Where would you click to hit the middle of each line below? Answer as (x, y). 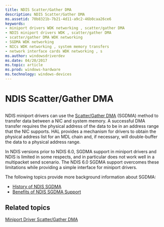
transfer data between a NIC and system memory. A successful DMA (75, 121)
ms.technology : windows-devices (38, 74)
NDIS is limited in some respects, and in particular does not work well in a (80, 157)
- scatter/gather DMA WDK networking (44, 38)
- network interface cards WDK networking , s (54, 51)
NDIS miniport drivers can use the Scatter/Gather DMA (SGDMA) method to (82, 116)
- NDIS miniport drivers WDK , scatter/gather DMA (58, 33)
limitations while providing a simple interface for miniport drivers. (71, 168)
